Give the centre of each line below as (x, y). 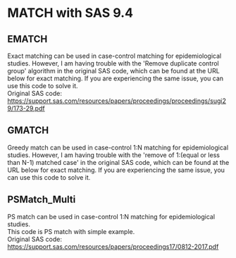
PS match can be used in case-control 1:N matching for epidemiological (111, 216)
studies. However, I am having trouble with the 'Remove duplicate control (113, 63)
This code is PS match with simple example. (71, 231)
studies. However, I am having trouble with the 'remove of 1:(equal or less (114, 155)
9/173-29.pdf (26, 108)
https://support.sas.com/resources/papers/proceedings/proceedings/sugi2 (117, 101)
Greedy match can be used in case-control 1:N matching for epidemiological (118, 147)
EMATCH (27, 39)
